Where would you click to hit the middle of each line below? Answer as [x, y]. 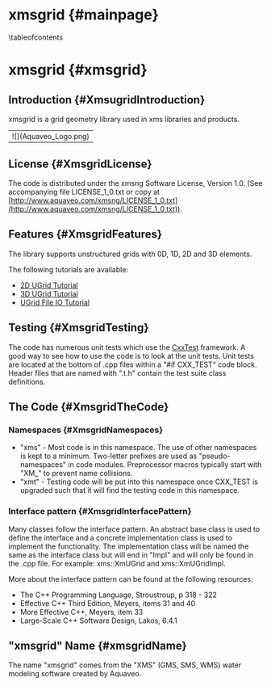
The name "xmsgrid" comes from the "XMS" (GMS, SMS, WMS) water [125, 665]
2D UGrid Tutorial [49, 285]
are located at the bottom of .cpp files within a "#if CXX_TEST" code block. [133, 364]
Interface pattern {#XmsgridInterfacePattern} [100, 511]
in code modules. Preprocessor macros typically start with [165, 465]
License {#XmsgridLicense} [80, 164]
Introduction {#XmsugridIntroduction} [107, 100]
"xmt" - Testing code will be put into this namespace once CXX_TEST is [139, 482]
